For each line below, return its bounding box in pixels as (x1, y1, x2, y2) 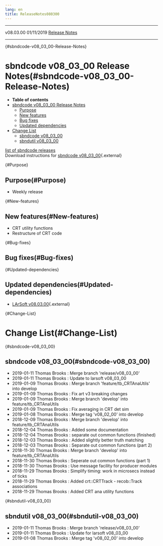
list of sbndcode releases (5, 147, 56, 153)
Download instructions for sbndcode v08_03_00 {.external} (5, 153, 122, 158)
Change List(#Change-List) (5, 328, 118, 338)
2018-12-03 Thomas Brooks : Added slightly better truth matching (12, 437, 144, 443)
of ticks (12, 473, 28, 479)
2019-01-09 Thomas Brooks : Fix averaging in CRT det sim (12, 406, 130, 412)
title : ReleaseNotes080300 (5, 12, 60, 16)
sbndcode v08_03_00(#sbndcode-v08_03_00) (5, 358, 150, 366)
